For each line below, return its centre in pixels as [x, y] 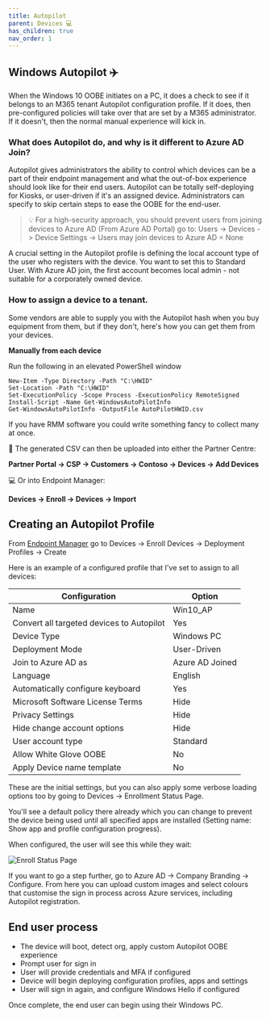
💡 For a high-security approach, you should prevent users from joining [145, 220]
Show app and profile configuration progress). [85, 829]
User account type [48, 742]
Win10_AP [193, 610]
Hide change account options [68, 728]
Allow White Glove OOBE [59, 755]
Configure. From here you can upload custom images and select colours [128, 885]
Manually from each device [55, 350]
